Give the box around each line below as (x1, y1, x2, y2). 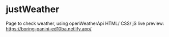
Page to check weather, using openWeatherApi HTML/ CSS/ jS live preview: (6, 20, 164, 26)
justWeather (6, 4, 60, 15)
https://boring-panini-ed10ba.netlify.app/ (6, 25, 92, 31)
